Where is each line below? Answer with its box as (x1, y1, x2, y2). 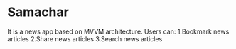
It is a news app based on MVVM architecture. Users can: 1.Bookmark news (7, 27, 230, 36)
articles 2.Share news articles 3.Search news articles (7, 34, 163, 43)
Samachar (7, 4, 69, 20)
